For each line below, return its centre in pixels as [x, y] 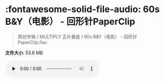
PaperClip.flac [32, 42]
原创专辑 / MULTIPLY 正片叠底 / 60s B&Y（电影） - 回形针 [77, 36]
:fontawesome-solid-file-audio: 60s [82, 9]
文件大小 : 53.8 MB [24, 53]
